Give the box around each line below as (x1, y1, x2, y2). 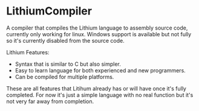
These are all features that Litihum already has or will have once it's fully (6, 84, 186, 92)
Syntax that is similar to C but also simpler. (15, 60, 121, 68)
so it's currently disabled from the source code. (6, 37, 125, 44)
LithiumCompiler (6, 4, 93, 18)
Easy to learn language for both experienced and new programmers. (15, 66, 186, 74)
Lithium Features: (6, 48, 50, 55)
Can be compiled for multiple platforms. (15, 73, 114, 80)
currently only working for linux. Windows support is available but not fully (6, 30, 192, 37)
